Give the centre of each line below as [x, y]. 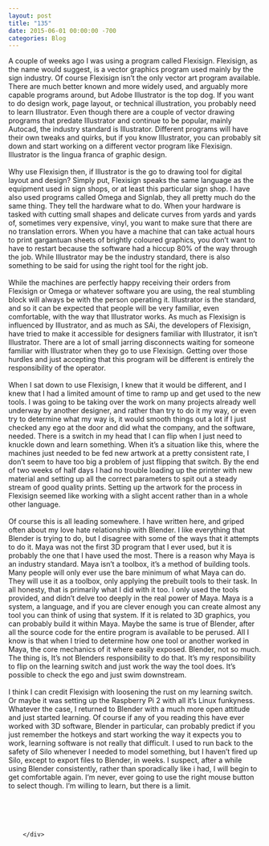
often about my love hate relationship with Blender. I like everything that [127, 530]
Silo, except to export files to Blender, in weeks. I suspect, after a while [125, 760]
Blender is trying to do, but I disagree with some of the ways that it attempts [134, 539]
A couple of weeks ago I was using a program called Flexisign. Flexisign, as [133, 61]
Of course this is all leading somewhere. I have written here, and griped [126, 522]
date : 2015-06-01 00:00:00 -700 [62, 31]
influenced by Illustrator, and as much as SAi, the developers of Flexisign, [130, 325]
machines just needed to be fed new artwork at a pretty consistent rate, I [129, 454]
